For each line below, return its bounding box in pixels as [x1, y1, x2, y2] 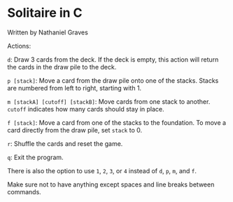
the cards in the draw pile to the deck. [7, 62, 117, 71]
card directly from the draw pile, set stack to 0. [7, 126, 143, 134]
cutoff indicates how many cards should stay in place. [7, 105, 164, 113]
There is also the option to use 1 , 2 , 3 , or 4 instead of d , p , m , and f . [7, 166, 197, 175]
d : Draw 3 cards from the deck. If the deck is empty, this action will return [7, 55, 219, 64]
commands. [7, 187, 42, 196]
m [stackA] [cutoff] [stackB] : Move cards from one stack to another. [7, 97, 211, 106]
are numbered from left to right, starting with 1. [7, 83, 142, 92]
